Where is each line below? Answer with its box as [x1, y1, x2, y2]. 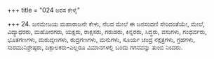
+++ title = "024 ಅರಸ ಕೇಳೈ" [7, 6, 81, 14]
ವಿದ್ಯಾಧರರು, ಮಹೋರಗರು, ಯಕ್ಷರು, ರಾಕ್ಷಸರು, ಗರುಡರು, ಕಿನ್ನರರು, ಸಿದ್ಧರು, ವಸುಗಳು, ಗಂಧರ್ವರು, [7, 28, 207, 35]
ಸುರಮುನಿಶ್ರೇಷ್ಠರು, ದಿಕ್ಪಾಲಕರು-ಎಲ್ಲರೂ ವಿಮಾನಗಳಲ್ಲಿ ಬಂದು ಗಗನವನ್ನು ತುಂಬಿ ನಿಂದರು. [7, 43, 183, 51]
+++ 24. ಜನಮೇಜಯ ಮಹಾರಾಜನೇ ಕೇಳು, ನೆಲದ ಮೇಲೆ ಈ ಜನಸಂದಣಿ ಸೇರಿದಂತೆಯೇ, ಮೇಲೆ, [7, 20, 205, 28]
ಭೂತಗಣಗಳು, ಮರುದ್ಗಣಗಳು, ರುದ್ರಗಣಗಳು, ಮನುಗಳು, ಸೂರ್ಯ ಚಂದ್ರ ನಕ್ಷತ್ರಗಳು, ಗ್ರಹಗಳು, [7, 35, 195, 44]
